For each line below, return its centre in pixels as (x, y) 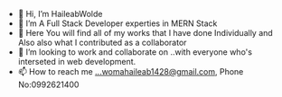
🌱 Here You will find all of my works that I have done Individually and (145, 33)
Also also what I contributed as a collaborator (102, 42)
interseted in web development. (77, 62)
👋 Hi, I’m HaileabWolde (60, 14)
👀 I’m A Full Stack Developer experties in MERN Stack (117, 23)
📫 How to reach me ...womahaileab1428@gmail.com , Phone (131, 71)
